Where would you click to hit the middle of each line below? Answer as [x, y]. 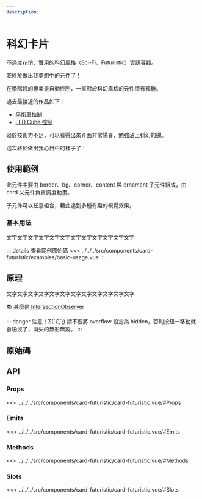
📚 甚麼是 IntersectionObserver [45, 307]
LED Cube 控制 [34, 122]
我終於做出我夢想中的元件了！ [44, 75]
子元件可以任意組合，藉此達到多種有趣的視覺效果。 [70, 205]
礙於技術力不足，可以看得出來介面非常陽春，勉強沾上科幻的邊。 [86, 135]
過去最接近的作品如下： [36, 101]
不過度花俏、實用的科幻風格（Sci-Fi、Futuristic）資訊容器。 [81, 62]
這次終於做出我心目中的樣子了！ [46, 148]
